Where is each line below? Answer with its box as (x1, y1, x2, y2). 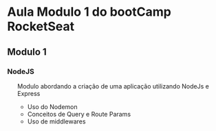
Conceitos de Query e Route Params (27, 110, 131, 118)
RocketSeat (7, 19, 75, 34)
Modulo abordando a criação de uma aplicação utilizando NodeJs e (17, 82, 210, 90)
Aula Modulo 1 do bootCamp (7, 4, 172, 20)
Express (17, 89, 41, 97)
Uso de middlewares (27, 117, 86, 126)
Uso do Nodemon (27, 102, 78, 110)
